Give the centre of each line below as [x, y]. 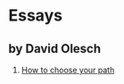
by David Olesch [55, 49]
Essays [36, 16]
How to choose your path [68, 70]
